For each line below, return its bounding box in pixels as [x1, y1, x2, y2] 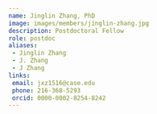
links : [8, 71, 31, 79]
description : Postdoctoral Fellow [8, 26, 125, 35]
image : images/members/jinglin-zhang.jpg [8, 19, 150, 27]
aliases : [8, 42, 38, 50]
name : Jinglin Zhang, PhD [8, 11, 95, 20]
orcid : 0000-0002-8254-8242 [11, 94, 106, 102]
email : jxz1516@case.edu [11, 79, 95, 87]
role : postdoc [8, 34, 56, 43]
